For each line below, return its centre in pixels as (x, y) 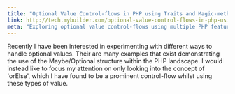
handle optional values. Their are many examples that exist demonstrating (114, 54)
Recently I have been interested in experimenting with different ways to (110, 47)
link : (15, 20)
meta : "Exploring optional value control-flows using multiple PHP (108, 26)
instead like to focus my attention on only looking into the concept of (106, 69)
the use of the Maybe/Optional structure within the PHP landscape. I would (115, 61)
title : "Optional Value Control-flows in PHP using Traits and (101, 14)
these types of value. (38, 84)
